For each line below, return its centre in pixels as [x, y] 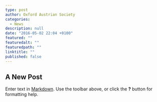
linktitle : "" [20, 52]
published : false [23, 57]
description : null [24, 29]
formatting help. [22, 94]
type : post [17, 10]
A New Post [24, 77]
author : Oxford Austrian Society [40, 15]
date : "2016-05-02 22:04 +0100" [39, 33]
